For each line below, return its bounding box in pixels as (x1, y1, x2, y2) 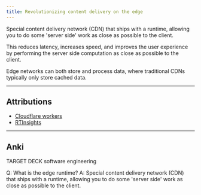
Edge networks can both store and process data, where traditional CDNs (6, 67, 185, 75)
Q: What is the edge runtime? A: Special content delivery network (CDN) (6, 169, 184, 176)
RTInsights (14, 119, 42, 126)
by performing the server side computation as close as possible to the (6, 49, 179, 57)
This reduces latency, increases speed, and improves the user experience (6, 43, 188, 50)
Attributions (6, 97, 53, 107)
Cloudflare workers (14, 112, 63, 120)
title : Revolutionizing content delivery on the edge (6, 8, 144, 15)
